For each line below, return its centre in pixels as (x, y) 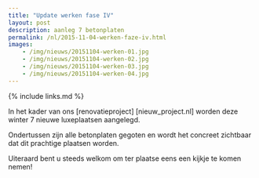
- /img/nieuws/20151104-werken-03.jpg (86, 67)
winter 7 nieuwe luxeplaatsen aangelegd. (74, 119)
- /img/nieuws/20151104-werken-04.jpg (86, 74)
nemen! (20, 166)
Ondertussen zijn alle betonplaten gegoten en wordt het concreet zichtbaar (130, 135)
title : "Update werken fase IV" (61, 15)
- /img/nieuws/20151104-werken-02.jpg (86, 60)
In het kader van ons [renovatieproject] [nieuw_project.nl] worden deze (123, 111)
